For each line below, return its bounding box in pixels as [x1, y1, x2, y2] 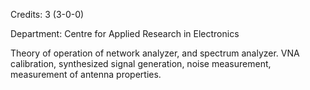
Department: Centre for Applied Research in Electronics [10, 28, 240, 39]
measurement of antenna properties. [10, 69, 162, 80]
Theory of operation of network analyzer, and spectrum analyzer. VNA [10, 47, 300, 59]
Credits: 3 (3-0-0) [10, 9, 85, 20]
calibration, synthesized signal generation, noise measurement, [10, 58, 272, 69]
